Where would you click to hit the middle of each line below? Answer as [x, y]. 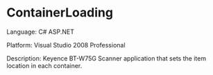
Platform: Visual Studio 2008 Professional [66, 45]
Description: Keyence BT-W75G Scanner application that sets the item [106, 58]
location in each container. [44, 65]
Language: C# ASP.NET [40, 32]
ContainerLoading [60, 13]
